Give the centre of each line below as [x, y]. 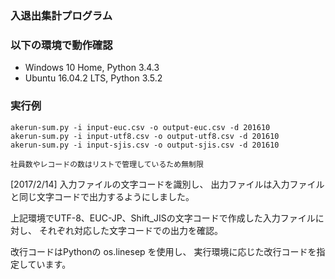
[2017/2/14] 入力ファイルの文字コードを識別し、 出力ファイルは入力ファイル [167, 184]
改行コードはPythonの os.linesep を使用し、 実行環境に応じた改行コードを [163, 251]
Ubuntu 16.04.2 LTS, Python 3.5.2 [93, 78]
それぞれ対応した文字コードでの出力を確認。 [130, 230]
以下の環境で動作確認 [61, 45]
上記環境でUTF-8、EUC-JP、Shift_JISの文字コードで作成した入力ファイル [163, 218]
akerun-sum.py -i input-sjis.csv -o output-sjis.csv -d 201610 [145, 145]
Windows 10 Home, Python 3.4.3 [92, 68]
